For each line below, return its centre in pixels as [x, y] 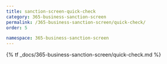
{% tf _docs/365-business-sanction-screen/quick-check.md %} [84, 55]
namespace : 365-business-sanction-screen [58, 38]
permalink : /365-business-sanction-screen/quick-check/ [76, 22]
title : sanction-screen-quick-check [51, 11]
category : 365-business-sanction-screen [56, 17]
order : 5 [17, 28]
